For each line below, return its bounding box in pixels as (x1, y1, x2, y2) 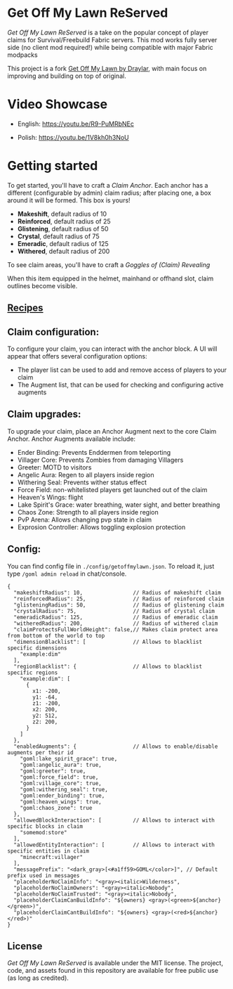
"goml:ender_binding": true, (20, 792, 105, 799)
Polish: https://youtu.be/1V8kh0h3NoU (17, 133, 130, 141)
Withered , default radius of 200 (17, 247, 110, 255)
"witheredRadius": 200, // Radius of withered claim (13, 620, 218, 627)
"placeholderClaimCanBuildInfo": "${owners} (13, 896, 146, 904)
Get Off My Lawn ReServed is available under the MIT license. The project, (7, 959, 223, 967)
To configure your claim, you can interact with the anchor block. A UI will (7, 344, 218, 353)
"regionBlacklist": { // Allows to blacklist (13, 663, 202, 670)
